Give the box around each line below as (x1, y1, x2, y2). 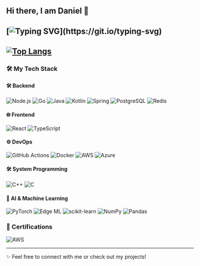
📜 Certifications (6, 223, 53, 231)
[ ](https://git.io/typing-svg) (6, 26, 162, 36)
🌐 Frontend (6, 111, 35, 118)
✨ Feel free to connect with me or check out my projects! (6, 254, 146, 261)
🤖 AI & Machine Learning (6, 195, 68, 202)
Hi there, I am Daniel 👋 (6, 6, 89, 16)
